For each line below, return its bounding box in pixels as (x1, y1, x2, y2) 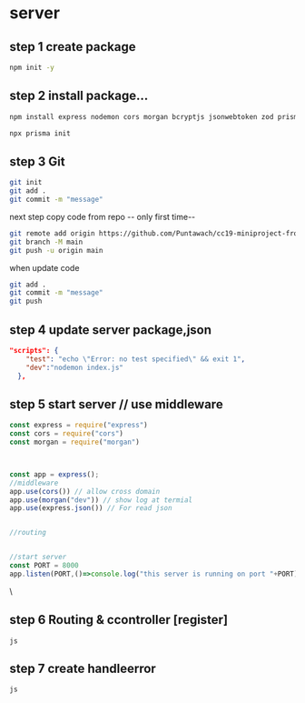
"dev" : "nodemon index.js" (25, 363, 124, 372)
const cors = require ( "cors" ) (9, 429, 124, 438)
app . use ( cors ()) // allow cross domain (9, 487, 161, 496)
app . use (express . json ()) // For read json (9, 504, 172, 513)
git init (9, 178, 43, 187)
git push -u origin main (9, 246, 103, 255)
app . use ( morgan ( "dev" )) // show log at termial (9, 495, 193, 505)
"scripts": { (9, 346, 59, 355)
